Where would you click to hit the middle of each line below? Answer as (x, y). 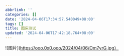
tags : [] (14, 24)
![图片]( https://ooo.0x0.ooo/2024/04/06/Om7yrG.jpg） (62, 48)
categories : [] (21, 14)
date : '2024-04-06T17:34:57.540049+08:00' (50, 19)
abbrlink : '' (19, 10)
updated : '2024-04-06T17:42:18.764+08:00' (50, 33)
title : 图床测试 (21, 28)
